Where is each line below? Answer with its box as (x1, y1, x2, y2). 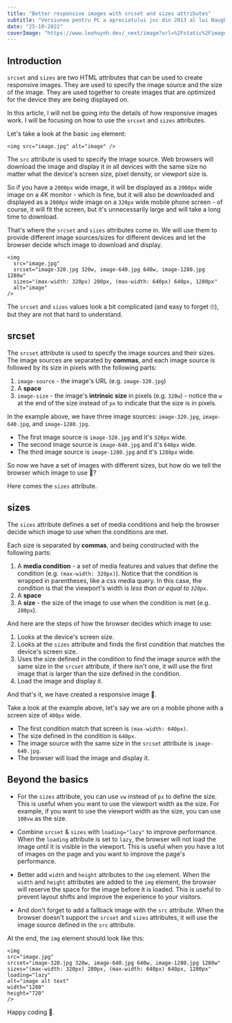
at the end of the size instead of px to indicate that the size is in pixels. (17, 398, 217, 407)
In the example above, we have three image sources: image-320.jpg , (7, 412, 201, 421)
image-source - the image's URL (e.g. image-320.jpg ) (17, 376, 166, 385)
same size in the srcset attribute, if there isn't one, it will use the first (17, 662, 213, 670)
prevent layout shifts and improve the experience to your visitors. (17, 892, 202, 901)
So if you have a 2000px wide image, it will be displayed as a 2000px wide (7, 183, 213, 192)
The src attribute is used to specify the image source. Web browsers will (7, 155, 214, 163)
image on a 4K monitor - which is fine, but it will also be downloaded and (7, 191, 215, 199)
